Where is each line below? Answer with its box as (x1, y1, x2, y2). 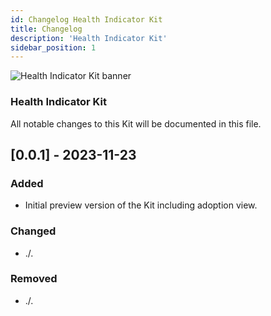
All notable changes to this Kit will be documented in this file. (10, 117, 262, 130)
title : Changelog (10, 24, 83, 34)
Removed (10, 272, 58, 286)
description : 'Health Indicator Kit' (10, 33, 168, 43)
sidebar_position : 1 (10, 42, 97, 53)
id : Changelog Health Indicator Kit (10, 14, 163, 25)
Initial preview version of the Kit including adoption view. (24, 199, 258, 211)
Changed (10, 224, 57, 238)
